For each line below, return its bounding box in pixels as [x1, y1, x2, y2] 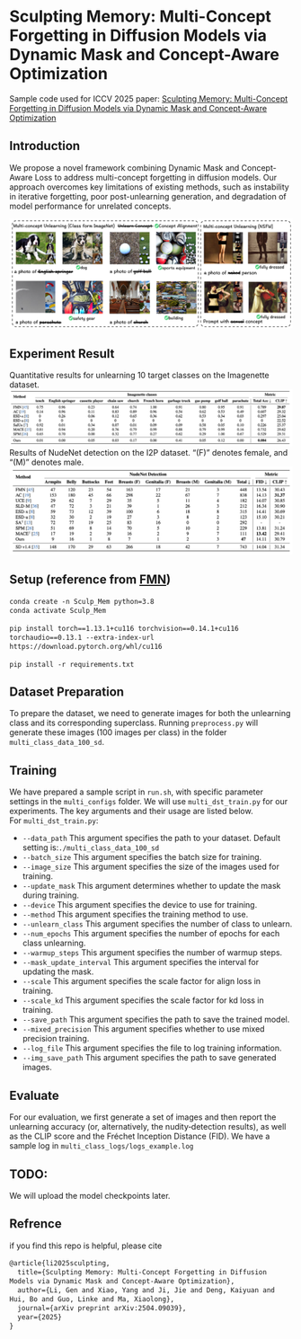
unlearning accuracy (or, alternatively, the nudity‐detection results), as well [9, 1122, 287, 1132]
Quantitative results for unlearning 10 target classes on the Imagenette [9, 369, 270, 380]
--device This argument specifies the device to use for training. [22, 900, 258, 910]
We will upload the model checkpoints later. [9, 1190, 171, 1201]
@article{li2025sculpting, [9, 1258, 111, 1268]
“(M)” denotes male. [9, 457, 84, 467]
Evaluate [9, 1087, 60, 1103]
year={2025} [17, 1312, 63, 1322]
